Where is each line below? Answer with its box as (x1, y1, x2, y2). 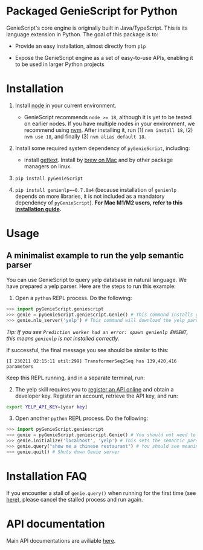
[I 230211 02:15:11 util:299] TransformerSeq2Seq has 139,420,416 (6, 358, 177, 364)
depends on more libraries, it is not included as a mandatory (14, 192, 165, 200)
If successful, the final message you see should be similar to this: (6, 346, 169, 353)
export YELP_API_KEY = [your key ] (6, 404, 88, 410)
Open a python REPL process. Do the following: (14, 294, 132, 301)
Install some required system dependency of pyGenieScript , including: (14, 144, 190, 152)
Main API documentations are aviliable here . (6, 537, 116, 544)
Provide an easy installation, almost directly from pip (14, 42, 146, 50)
